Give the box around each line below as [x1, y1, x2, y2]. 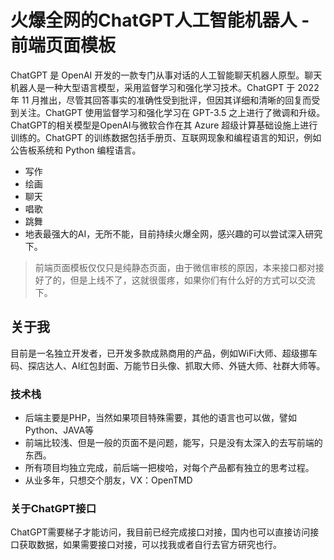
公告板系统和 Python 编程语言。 [10, 144, 142, 156]
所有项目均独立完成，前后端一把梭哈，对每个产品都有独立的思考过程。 [24, 462, 315, 474]
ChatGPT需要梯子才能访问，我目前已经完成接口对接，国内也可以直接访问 [10, 526, 311, 538]
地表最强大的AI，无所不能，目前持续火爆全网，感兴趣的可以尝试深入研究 [24, 227, 323, 240]
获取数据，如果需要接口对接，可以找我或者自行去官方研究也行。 [18, 539, 282, 551]
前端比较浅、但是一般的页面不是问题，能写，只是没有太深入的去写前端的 [24, 437, 323, 449]
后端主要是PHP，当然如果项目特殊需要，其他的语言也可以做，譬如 [24, 412, 298, 424]
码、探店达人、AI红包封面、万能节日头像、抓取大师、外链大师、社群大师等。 [10, 359, 326, 371]
